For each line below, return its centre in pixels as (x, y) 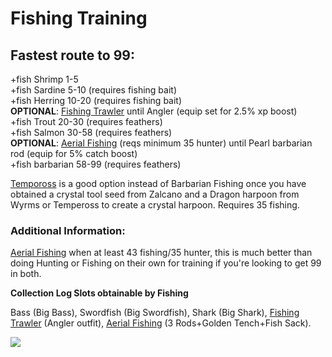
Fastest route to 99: (72, 55)
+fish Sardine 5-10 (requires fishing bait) (94, 90)
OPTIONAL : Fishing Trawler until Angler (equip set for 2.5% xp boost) (154, 111)
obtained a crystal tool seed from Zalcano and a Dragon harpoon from (155, 194)
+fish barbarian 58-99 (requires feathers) (96, 164)
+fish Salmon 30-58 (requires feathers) (91, 132)
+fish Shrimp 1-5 (44, 79)
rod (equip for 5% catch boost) (74, 153)
